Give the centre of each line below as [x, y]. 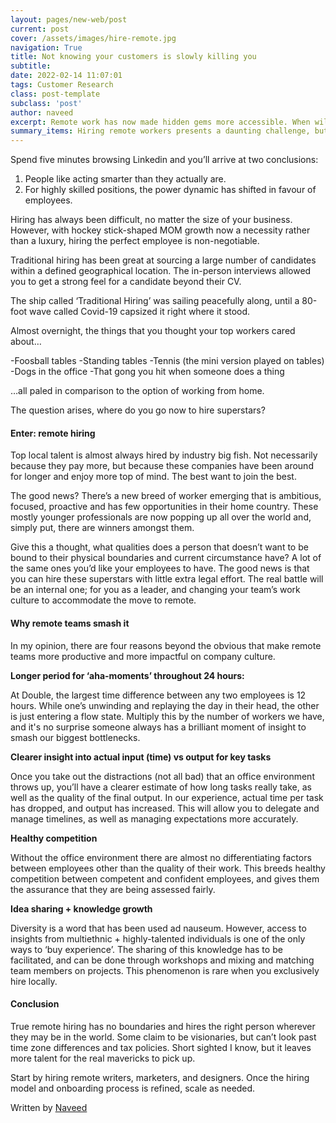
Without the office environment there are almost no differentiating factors [161, 857]
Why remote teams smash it [70, 623]
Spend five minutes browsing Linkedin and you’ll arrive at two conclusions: [164, 160]
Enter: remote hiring [53, 433]
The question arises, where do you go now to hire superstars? [138, 410]
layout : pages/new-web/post [69, 19]
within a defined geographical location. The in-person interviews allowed [161, 271]
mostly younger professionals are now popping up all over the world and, [161, 517]
